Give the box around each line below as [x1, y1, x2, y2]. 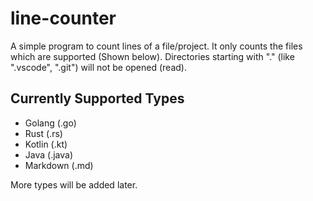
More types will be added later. [10, 178, 138, 191]
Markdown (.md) [24, 159, 94, 171]
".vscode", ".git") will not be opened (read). [10, 61, 187, 73]
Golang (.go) [24, 117, 77, 129]
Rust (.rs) [24, 127, 63, 139]
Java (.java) [24, 148, 73, 161]
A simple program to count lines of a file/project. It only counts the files [10, 40, 303, 52]
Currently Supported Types [10, 90, 185, 107]
